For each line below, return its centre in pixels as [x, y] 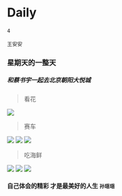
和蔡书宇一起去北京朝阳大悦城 [49, 80]
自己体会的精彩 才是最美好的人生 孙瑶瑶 [61, 186]
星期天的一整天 [32, 62]
